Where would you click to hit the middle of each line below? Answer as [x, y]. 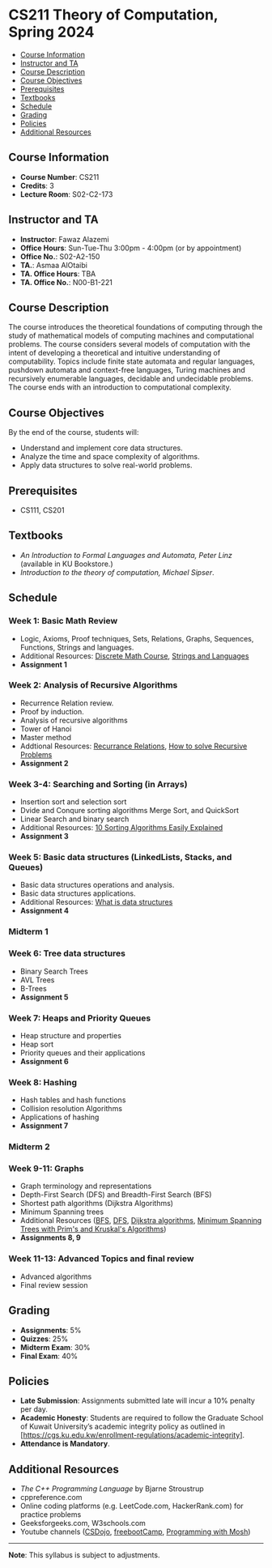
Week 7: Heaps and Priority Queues [80, 1018]
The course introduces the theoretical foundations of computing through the [136, 327]
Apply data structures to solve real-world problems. [106, 465]
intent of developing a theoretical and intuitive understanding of [115, 353]
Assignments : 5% [51, 1330]
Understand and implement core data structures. [102, 448]
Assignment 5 [44, 997]
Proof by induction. [52, 711]
